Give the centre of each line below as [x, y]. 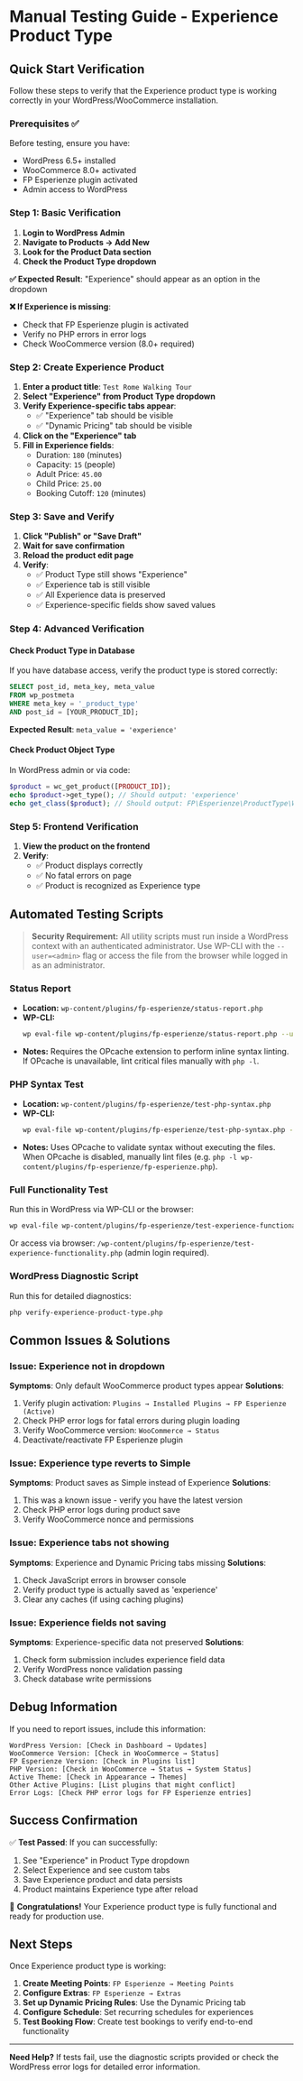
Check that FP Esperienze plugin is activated [106, 324]
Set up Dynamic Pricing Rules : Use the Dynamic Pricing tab [134, 2003]
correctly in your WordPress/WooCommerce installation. [114, 100]
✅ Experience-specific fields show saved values [126, 605]
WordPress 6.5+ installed [69, 161]
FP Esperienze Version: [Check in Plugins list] [102, 1761]
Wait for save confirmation [73, 546]
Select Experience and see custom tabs [96, 1870]
